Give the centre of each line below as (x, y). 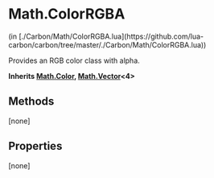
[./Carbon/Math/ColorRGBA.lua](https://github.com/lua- (111, 36)
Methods (31, 101)
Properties (35, 146)
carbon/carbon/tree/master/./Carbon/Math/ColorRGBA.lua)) (107, 44)
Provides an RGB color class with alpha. (74, 60)
